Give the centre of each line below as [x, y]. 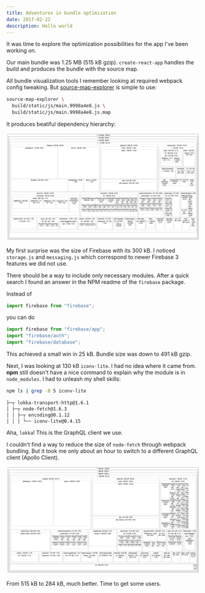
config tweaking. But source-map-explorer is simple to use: [82, 87]
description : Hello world [39, 26]
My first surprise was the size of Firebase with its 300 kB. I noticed [91, 250]
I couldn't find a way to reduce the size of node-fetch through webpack [96, 444]
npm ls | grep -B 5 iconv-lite [46, 391]
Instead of [19, 294]
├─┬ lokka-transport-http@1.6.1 [48, 403]
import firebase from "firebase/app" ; [56, 329]
